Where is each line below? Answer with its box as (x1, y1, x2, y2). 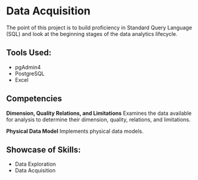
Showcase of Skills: (6, 145, 81, 155)
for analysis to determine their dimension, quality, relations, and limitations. (6, 115, 191, 123)
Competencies (6, 94, 62, 104)
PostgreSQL (14, 70, 45, 77)
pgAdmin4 (14, 63, 41, 71)
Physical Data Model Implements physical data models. (6, 127, 144, 135)
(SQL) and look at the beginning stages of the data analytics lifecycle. (6, 30, 178, 37)
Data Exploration (14, 160, 56, 168)
